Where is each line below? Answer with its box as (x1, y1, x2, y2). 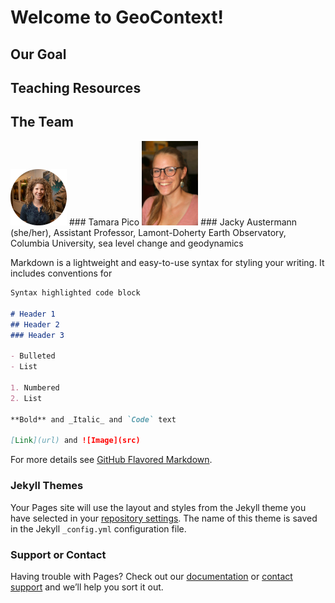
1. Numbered (10, 383, 60, 393)
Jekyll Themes (10, 479, 84, 493)
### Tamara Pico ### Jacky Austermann (68, 216, 298, 228)
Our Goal (10, 46, 67, 63)
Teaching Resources (10, 79, 142, 96)
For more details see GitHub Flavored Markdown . (10, 454, 213, 466)
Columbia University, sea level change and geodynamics (10, 237, 244, 250)
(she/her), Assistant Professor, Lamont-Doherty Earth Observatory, (10, 227, 287, 239)
